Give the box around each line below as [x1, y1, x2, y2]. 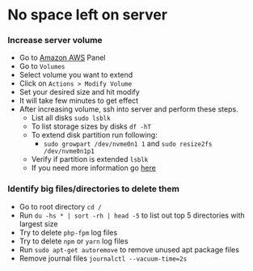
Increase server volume [7, 35, 103, 46]
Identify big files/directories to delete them [7, 184, 179, 195]
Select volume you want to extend [19, 70, 133, 80]
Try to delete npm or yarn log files [19, 236, 129, 246]
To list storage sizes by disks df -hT [31, 121, 151, 131]
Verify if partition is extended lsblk [31, 155, 149, 164]
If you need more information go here [31, 163, 157, 173]
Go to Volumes [19, 61, 65, 71]
